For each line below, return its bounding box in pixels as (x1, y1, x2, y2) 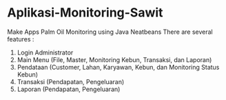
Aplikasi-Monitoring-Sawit (7, 5, 163, 21)
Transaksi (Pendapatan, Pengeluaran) (17, 77, 125, 86)
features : (7, 34, 34, 43)
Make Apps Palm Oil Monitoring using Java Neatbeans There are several (7, 28, 213, 36)
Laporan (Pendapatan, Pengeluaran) (17, 85, 121, 93)
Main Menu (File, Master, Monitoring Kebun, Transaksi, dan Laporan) (17, 55, 212, 63)
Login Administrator (17, 48, 74, 57)
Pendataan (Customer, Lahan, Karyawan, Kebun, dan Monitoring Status (17, 63, 220, 71)
